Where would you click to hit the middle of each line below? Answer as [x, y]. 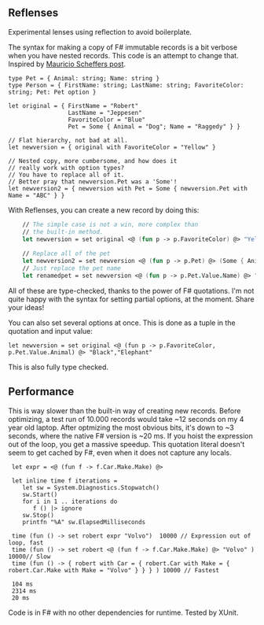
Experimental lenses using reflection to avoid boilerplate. [100, 31]
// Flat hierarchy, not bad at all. [68, 140]
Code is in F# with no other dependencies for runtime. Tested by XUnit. [123, 612]
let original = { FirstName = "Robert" [73, 105]
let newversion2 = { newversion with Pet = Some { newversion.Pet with [128, 188]
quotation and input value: [50, 331]
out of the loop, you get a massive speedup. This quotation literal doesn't [126, 444]
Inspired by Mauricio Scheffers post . [67, 64]
